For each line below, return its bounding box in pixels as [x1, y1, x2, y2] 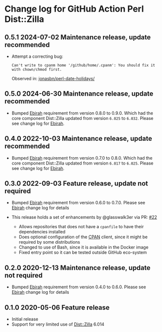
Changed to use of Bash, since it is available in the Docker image [18, 244, 149, 250]
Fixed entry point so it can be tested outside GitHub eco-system [18, 249, 147, 255]
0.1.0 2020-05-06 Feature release [4, 303, 110, 312]
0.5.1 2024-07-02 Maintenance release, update [4, 33, 151, 41]
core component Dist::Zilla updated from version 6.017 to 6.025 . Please [11, 160, 154, 166]
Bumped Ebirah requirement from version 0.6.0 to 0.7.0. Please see [11, 200, 146, 206]
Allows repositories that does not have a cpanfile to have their [18, 224, 144, 230]
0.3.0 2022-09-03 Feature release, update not [4, 180, 148, 188]
